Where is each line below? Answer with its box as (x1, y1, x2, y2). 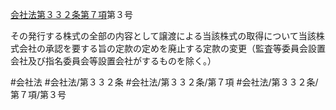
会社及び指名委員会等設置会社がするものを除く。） (10, 55, 217, 67)
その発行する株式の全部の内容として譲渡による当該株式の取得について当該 (10, 30, 317, 42)
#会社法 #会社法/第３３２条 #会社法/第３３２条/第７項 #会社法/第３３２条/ (10, 76, 319, 88)
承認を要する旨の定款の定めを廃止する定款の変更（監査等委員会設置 (44, 43, 326, 54)
